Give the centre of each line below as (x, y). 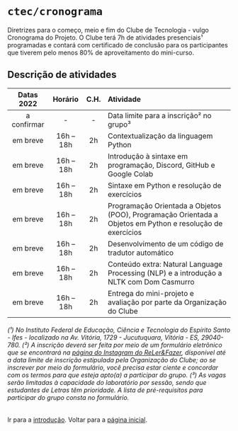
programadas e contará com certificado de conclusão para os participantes (118, 45)
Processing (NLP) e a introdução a (165, 272)
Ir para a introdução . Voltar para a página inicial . (77, 420)
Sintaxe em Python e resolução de (164, 185)
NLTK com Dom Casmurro (151, 282)
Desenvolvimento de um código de (165, 243)
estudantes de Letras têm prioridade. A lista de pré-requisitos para (105, 390)
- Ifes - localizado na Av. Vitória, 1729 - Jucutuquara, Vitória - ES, (103, 338)
